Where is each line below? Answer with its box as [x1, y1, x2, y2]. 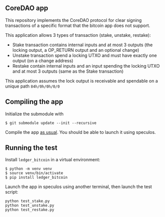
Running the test [5, 144, 58, 152]
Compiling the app [5, 98, 64, 106]
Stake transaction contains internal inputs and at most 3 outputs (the [12, 42, 153, 48]
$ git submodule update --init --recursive [5, 120, 97, 125]
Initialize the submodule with [5, 110, 64, 116]
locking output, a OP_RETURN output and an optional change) [12, 47, 140, 53]
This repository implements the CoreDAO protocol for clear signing [5, 17, 142, 23]
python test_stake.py [5, 199, 50, 204]
